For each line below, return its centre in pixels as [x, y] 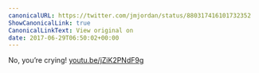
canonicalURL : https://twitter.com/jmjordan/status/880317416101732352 [129, 15]
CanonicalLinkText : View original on [71, 30]
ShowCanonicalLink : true [49, 23]
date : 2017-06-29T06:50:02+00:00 [64, 38]
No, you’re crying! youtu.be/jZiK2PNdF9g [76, 60]
